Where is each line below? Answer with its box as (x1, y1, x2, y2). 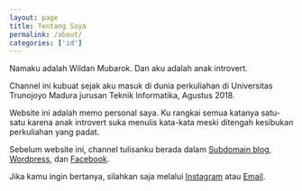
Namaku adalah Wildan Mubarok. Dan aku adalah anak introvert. (9, 63, 248, 74)
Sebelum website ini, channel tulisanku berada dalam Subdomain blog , (9, 144, 272, 155)
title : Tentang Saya (9, 22, 87, 31)
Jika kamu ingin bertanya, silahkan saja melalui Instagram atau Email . (9, 171, 266, 182)
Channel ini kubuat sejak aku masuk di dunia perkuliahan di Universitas (9, 80, 273, 91)
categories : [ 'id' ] (9, 38, 83, 48)
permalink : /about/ (9, 30, 83, 39)
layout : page (9, 13, 59, 23)
